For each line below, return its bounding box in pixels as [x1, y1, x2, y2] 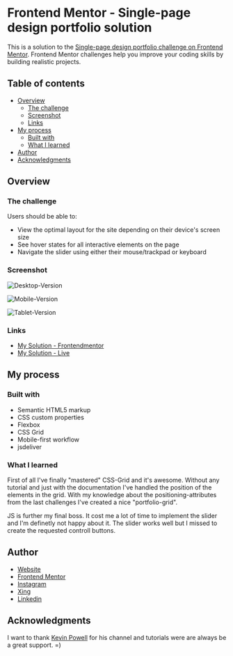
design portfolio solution [7, 19, 152, 36]
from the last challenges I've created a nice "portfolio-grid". [7, 498, 178, 506]
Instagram [17, 579, 47, 588]
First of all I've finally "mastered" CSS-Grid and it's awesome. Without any [7, 476, 220, 485]
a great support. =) [7, 641, 61, 649]
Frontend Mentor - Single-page [7, 5, 191, 21]
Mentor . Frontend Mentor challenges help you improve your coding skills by [7, 50, 224, 58]
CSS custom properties [17, 413, 85, 421]
